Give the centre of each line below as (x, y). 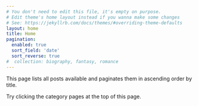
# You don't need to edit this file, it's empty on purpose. (84, 12)
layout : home (22, 28)
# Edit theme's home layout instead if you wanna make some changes (93, 17)
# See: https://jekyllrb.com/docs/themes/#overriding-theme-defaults (95, 23)
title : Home (21, 34)
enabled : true (29, 45)
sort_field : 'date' (36, 51)
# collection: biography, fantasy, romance (62, 61)
